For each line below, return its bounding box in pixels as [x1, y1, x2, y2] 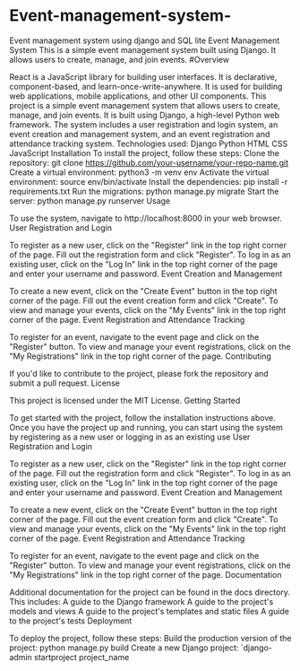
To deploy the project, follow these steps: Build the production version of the [9, 632, 292, 643]
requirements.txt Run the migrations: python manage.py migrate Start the [9, 186, 279, 196]
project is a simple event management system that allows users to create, [9, 100, 280, 110]
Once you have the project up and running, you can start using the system [9, 422, 284, 432]
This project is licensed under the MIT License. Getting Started [9, 395, 241, 405]
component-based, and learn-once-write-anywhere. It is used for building [9, 81, 283, 91]
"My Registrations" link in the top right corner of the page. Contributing [9, 351, 271, 362]
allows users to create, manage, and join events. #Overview [9, 54, 230, 65]
